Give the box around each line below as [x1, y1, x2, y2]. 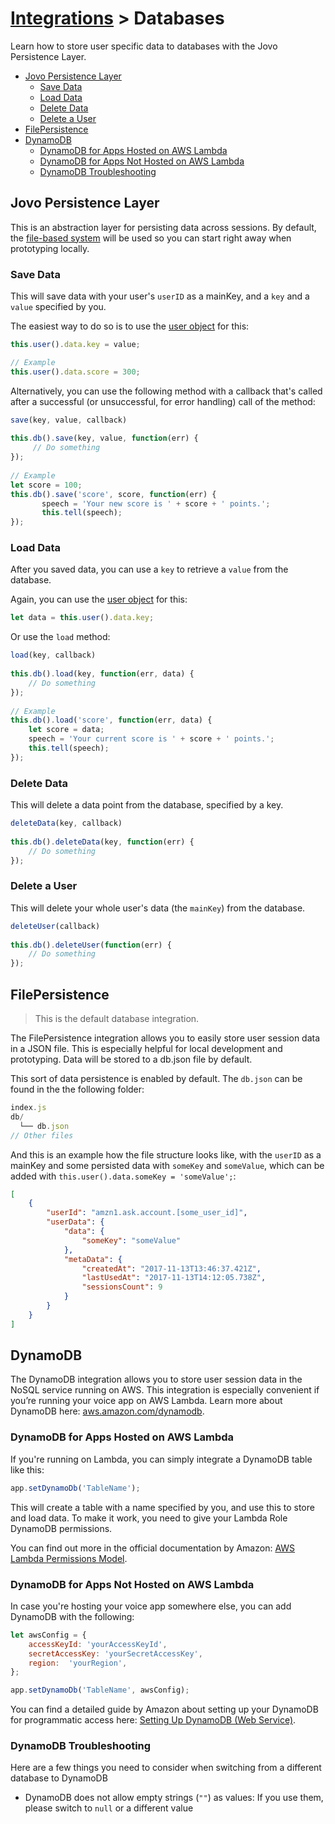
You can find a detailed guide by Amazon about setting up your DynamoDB [10, 1703, 319, 1716]
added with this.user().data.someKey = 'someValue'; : [10, 1170, 237, 1182]
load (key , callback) [10, 650, 97, 661]
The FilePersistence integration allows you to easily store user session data [10, 1032, 321, 1044]
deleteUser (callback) [10, 921, 101, 931]
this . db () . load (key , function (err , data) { [10, 669, 195, 679]
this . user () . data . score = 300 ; [10, 367, 141, 377]
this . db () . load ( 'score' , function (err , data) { [10, 715, 213, 726]
